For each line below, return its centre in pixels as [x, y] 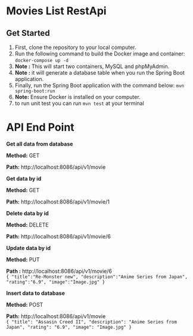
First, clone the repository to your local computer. [75, 47]
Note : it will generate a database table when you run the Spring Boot [99, 73]
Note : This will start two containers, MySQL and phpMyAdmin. [92, 66]
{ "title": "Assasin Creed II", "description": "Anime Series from [92, 322]
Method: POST [25, 304]
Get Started [28, 33]
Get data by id [24, 178]
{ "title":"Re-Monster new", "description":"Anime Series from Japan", [97, 277]
